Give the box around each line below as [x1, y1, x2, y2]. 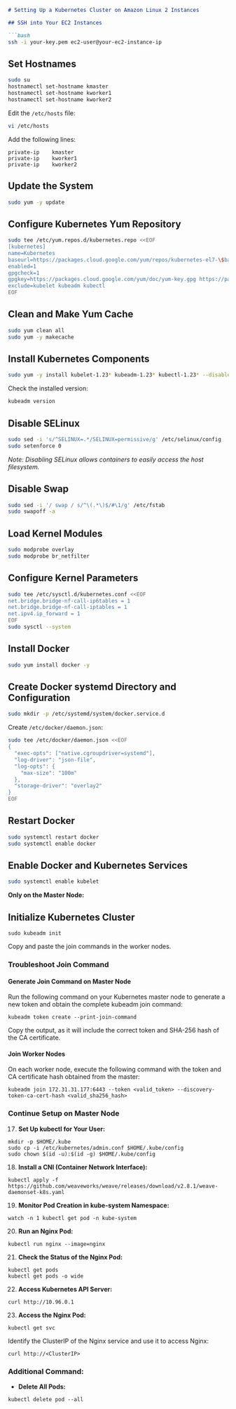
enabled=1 [8, 263, 37, 270]
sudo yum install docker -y [8, 661, 90, 669]
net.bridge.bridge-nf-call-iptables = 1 [8, 604, 128, 611]
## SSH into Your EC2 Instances [8, 19, 102, 26]
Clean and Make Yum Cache [8, 308, 134, 320]
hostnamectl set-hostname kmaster [8, 83, 109, 91]
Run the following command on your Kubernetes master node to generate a [8, 992, 225, 1001]
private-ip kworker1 [8, 155, 78, 162]
